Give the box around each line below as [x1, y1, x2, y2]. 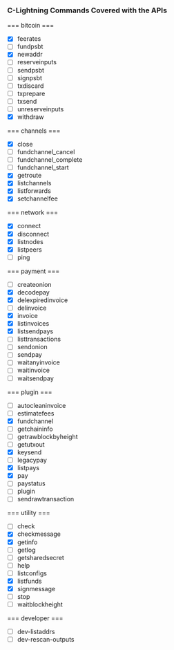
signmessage [17, 584, 56, 593]
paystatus [17, 479, 46, 488]
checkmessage [17, 530, 61, 538]
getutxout [17, 440, 45, 448]
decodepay [17, 288, 50, 296]
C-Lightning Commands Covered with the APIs [7, 6, 168, 15]
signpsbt [17, 73, 43, 82]
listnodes [17, 237, 43, 245]
